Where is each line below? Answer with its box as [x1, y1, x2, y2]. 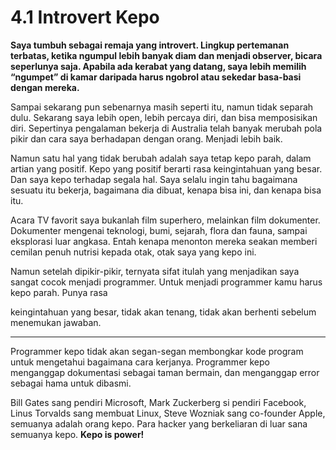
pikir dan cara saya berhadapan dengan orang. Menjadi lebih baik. [10, 132, 283, 145]
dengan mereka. [10, 81, 80, 93]
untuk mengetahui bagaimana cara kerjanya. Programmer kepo [10, 356, 270, 368]
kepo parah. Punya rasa [10, 286, 108, 298]
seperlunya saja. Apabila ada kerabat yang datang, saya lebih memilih [10, 60, 307, 72]
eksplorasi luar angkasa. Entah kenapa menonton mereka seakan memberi [10, 235, 318, 247]
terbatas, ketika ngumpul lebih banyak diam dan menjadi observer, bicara [10, 49, 323, 61]
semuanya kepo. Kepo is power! [10, 428, 145, 440]
